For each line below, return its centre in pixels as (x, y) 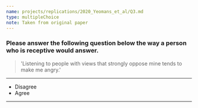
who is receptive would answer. (52, 51)
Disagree (26, 87)
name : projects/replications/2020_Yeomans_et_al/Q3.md (75, 12)
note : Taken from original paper (47, 22)
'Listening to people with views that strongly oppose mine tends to (101, 63)
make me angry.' (41, 70)
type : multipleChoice (33, 17)
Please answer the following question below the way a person (96, 43)
